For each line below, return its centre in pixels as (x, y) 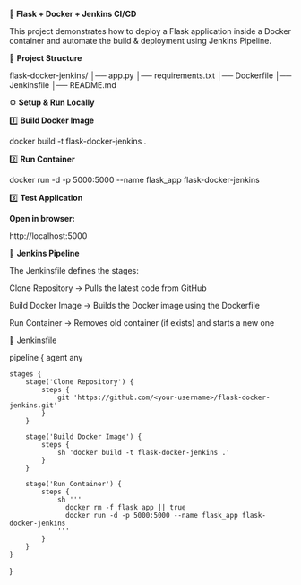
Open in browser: (42, 218)
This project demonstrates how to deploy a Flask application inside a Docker (150, 31)
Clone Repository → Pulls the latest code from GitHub (108, 288)
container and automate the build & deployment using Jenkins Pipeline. (140, 41)
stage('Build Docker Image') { (84, 437)
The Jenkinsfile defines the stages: (74, 271)
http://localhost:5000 (48, 236)
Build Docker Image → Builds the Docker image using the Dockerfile (134, 306)
